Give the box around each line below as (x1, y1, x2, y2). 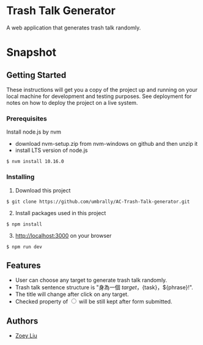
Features (6, 260, 41, 270)
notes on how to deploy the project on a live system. (6, 99, 138, 106)
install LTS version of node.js (15, 146, 88, 154)
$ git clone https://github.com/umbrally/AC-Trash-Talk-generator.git (6, 199, 190, 205)
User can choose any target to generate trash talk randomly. (15, 276, 168, 284)
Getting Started (6, 70, 67, 80)
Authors (6, 316, 39, 326)
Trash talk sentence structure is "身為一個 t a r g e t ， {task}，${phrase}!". (15, 284, 194, 291)
